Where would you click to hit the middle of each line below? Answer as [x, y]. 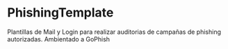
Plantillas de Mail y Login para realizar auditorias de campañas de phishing [114, 32]
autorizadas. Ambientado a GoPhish [58, 39]
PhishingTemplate [60, 13]
